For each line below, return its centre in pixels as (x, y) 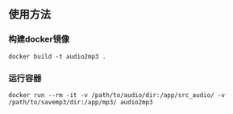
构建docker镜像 (39, 39)
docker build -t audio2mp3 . (57, 56)
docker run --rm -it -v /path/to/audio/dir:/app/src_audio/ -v (117, 95)
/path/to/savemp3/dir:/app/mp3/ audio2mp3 (81, 102)
